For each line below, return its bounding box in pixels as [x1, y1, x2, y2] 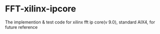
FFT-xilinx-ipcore [5, 3, 76, 14]
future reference [5, 24, 38, 30]
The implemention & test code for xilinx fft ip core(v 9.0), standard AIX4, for [5, 19, 155, 25]
